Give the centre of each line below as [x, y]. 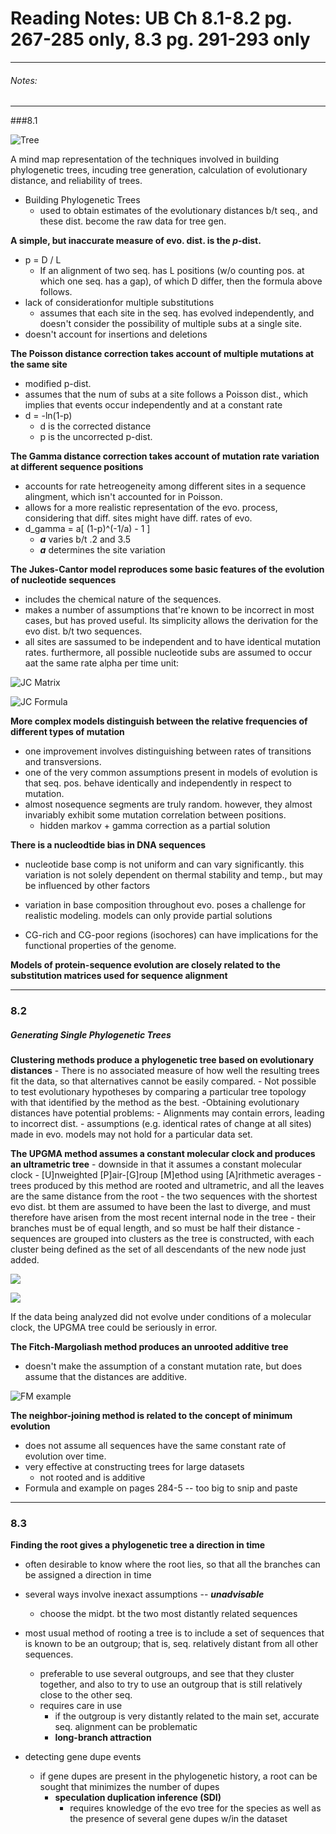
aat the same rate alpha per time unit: [102, 663]
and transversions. [63, 762]
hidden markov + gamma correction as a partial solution [155, 826]
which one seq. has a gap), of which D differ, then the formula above [181, 281]
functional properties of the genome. [100, 946]
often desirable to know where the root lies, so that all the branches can [172, 1564]
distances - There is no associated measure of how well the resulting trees [165, 1071]
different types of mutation [67, 732]
